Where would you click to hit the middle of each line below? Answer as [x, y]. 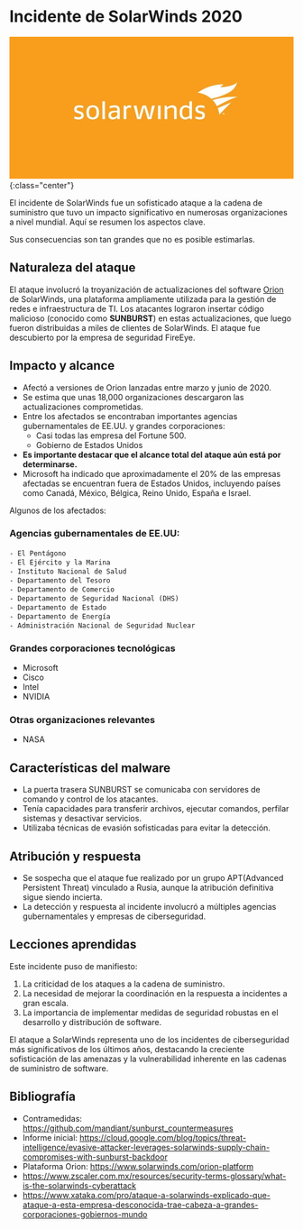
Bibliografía [43, 1097]
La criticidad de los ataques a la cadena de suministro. [124, 984]
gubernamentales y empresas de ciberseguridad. [114, 916]
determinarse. [50, 464]
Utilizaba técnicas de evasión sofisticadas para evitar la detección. [146, 828]
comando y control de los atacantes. [90, 799]
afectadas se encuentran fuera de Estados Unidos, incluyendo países [151, 483]
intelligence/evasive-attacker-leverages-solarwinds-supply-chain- [146, 1147]
